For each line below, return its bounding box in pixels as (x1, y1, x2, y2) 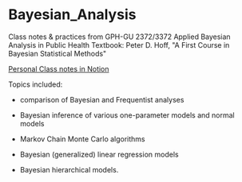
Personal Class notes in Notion (8, 64, 109, 73)
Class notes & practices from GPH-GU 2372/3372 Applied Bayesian (8, 32, 231, 41)
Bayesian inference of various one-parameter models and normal (19, 110, 235, 120)
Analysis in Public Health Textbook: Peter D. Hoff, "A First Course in (8, 40, 230, 49)
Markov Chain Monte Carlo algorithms (19, 134, 145, 144)
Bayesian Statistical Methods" (8, 48, 107, 58)
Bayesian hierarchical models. (19, 165, 119, 174)
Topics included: (8, 79, 63, 89)
